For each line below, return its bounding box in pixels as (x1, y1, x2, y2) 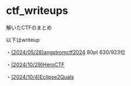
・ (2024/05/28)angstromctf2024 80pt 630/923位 (6, 48, 126, 56)
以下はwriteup (6, 36, 40, 43)
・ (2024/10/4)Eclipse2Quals (6, 73, 75, 80)
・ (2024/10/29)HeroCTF (6, 61, 65, 68)
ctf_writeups (6, 4, 69, 17)
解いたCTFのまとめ (6, 24, 52, 31)
